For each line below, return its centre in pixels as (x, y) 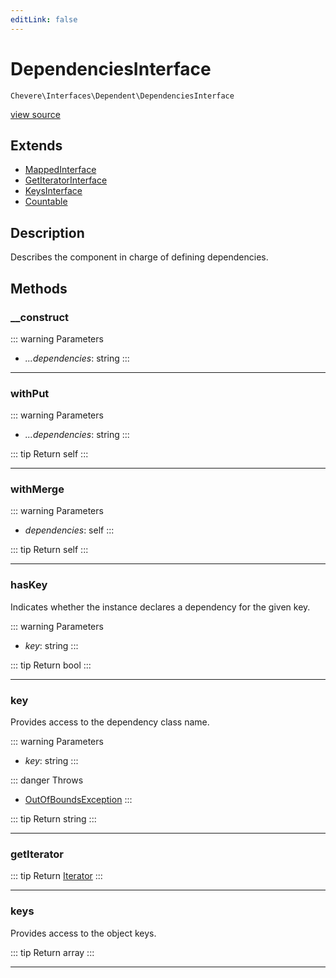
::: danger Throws (47, 780)
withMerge (37, 489)
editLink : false (44, 19)
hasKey (29, 585)
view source (35, 114)
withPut (30, 393)
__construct (40, 317)
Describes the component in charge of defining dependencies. (139, 257)
